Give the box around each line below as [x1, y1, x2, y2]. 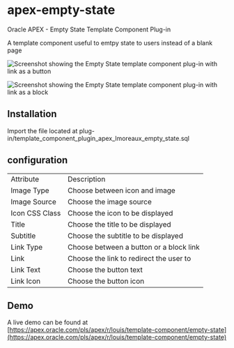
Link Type [10, 242, 43, 252]
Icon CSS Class [10, 208, 61, 218]
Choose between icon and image [67, 186, 175, 195]
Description [67, 174, 106, 183]
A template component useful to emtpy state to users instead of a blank [7, 38, 213, 47]
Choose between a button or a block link [67, 242, 200, 252]
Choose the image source [67, 197, 152, 206]
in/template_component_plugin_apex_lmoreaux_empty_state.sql [7, 134, 190, 142]
